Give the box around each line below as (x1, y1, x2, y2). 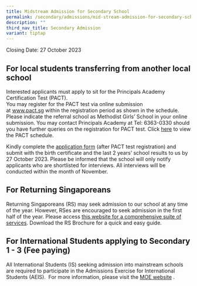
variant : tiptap (6, 30, 46, 36)
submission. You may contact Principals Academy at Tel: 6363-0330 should (6, 119, 190, 126)
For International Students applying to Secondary (6, 236, 191, 246)
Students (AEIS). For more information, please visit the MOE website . (6, 273, 175, 280)
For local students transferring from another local (6, 63, 191, 73)
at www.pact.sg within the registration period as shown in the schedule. (6, 107, 179, 114)
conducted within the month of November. (6, 168, 108, 175)
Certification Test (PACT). (6, 94, 68, 101)
